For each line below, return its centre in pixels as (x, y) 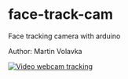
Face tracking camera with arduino (64, 36)
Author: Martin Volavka (45, 51)
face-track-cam (61, 14)
